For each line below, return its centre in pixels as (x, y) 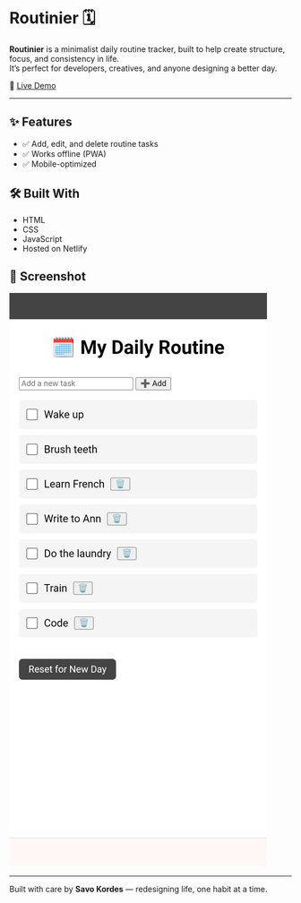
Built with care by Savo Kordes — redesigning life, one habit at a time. (138, 890)
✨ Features (41, 122)
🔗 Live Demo (33, 85)
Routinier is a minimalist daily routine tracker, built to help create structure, (147, 49)
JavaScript (42, 238)
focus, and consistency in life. (64, 58)
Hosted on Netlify (55, 248)
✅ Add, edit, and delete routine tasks (90, 143)
